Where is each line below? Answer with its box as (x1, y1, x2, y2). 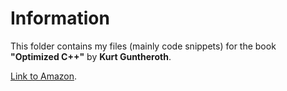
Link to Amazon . (10, 70, 77, 82)
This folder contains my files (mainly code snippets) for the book (10, 40, 277, 52)
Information (10, 7, 110, 30)
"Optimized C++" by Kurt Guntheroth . (10, 50, 172, 62)
